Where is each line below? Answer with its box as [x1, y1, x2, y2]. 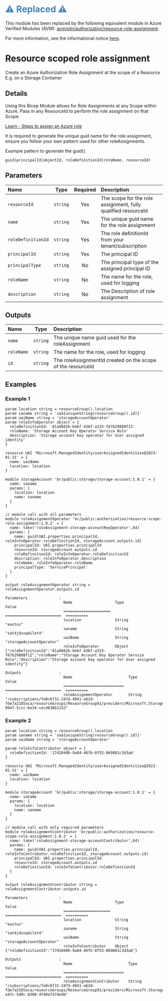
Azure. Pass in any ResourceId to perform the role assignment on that [5, 108, 148, 114]
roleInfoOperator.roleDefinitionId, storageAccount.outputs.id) [5, 538, 142, 543]
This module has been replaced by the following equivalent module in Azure [5, 20, 161, 26]
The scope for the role [100, 194, 153, 201]
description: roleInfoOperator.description [14, 556, 106, 561]
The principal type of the [100, 259, 159, 266]
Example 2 [5, 717, 31, 724]
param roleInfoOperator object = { [5, 420, 79, 425]
